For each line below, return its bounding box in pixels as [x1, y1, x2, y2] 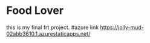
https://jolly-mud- [100, 24, 144, 31]
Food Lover [6, 4, 64, 18]
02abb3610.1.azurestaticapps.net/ [6, 30, 91, 37]
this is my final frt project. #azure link [6, 24, 99, 31]
